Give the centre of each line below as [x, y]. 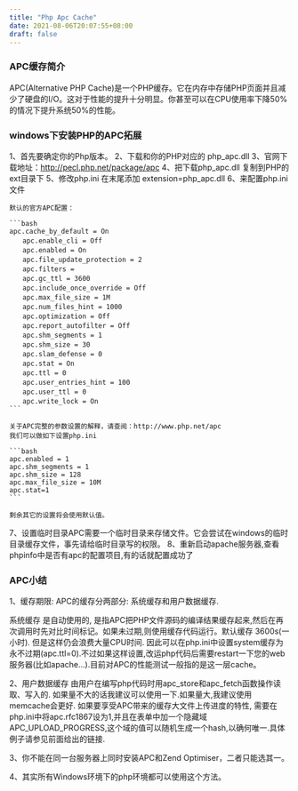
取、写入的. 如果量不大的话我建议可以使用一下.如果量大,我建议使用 [131, 695]
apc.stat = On [48, 364]
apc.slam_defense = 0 [62, 354]
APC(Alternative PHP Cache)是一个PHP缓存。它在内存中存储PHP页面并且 [144, 88]
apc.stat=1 [29, 490]
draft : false [33, 34]
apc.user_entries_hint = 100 [76, 382]
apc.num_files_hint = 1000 [72, 307]
